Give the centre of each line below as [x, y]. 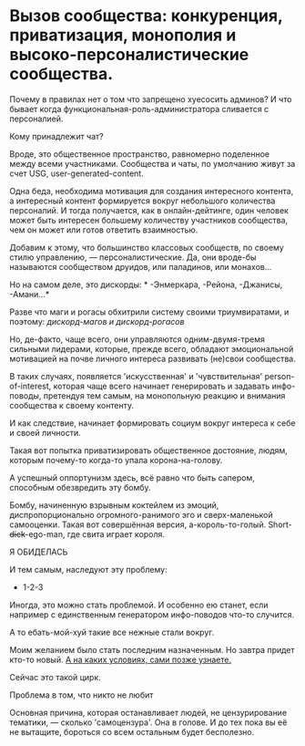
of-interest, [30, 386]
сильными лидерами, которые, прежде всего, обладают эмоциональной [152, 348]
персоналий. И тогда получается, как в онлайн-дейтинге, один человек [149, 210]
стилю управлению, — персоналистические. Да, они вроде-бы [133, 257]
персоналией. [36, 119]
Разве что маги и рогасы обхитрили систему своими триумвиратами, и [149, 312]
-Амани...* [30, 294]
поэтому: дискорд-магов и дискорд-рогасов [97, 321]
